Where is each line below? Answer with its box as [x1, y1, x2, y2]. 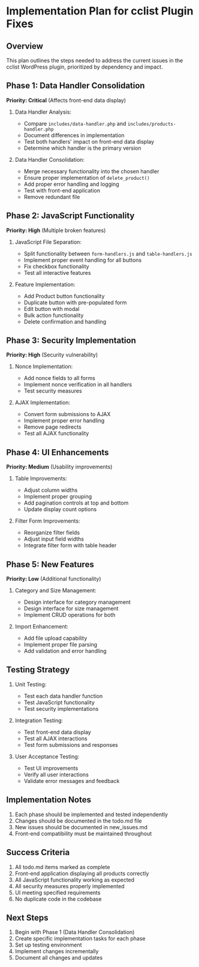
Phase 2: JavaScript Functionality [6, 210, 135, 221]
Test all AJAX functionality [23, 430, 89, 437]
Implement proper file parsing [23, 641, 98, 648]
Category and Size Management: [14, 587, 97, 594]
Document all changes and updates [14, 954, 103, 962]
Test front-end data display [23, 728, 91, 735]
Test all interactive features [23, 269, 91, 276]
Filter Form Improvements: [14, 517, 80, 524]
